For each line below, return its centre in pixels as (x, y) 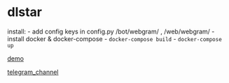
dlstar (25, 12)
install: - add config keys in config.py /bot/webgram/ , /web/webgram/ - (111, 31)
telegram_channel (33, 72)
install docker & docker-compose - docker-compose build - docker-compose (114, 38)
